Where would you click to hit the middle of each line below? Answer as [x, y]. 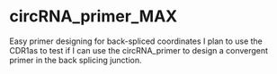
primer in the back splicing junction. [76, 60]
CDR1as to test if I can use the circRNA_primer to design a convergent [138, 50]
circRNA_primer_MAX [94, 16]
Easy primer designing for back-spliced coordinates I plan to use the [136, 41]
